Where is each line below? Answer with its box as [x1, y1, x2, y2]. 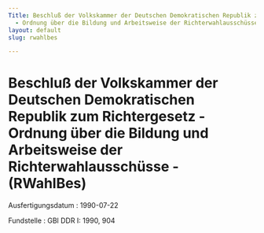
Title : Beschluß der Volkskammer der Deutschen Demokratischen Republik [8, 11, 251, 20]
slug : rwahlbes [8, 33, 58, 42]
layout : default [8, 26, 61, 34]
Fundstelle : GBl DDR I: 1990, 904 [8, 216, 115, 225]
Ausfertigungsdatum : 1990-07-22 [8, 201, 119, 210]
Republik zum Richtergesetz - [8, 108, 206, 126]
